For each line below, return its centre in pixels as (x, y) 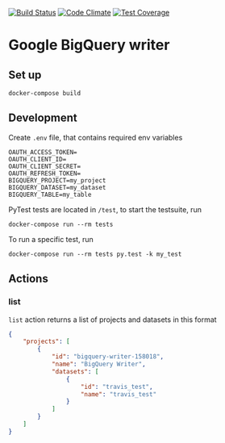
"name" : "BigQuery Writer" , (99, 364)
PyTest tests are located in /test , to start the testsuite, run (105, 209)
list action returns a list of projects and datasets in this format (112, 320)
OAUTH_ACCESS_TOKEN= (43, 152)
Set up (25, 75)
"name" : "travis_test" (119, 394)
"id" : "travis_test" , (117, 387)
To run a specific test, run (51, 239)
